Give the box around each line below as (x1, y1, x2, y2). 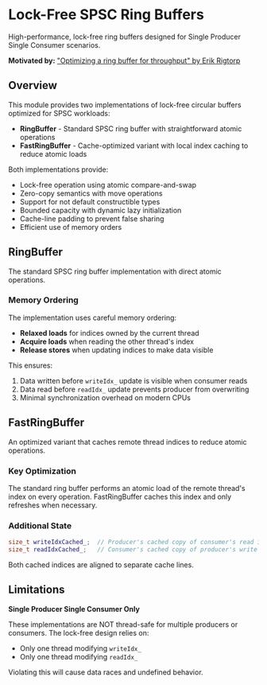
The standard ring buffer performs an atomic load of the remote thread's (8, 483, 246, 492)
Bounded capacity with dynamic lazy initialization (19, 205, 182, 215)
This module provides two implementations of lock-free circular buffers (8, 99, 242, 109)
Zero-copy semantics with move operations (19, 189, 163, 198)
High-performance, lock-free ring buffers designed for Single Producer (8, 32, 241, 41)
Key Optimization (8, 465, 77, 477)
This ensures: (8, 360, 53, 370)
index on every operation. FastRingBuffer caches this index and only (8, 492, 232, 501)
